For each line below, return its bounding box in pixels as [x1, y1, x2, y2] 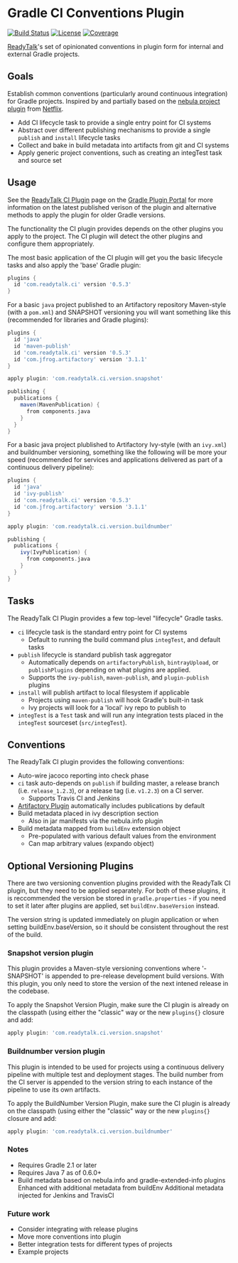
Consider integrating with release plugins [17, 1225, 139, 1234]
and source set [17, 156, 62, 164]
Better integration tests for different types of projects [17, 1240, 173, 1249]
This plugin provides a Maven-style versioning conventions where [7, 964, 200, 973]
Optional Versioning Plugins [7, 860, 134, 872]
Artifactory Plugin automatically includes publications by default [17, 802, 205, 810]
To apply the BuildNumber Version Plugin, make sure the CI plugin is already [7, 1099, 231, 1107]
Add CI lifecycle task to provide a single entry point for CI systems [17, 118, 212, 127]
